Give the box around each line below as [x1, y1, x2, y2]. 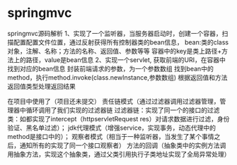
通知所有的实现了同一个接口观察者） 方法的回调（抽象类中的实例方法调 [19, 141, 226, 149]
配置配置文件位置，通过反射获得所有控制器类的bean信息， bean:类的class [13, 37, 229, 47]
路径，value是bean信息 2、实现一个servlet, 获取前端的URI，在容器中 [25, 55, 226, 64]
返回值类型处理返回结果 [7, 82, 76, 90]
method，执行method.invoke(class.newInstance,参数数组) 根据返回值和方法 [7, 73, 228, 82]
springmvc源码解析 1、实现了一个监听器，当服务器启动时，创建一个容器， [7, 29, 222, 37]
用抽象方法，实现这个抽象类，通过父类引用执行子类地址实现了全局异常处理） [7, 149, 231, 158]
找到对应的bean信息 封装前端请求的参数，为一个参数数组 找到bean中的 [7, 64, 214, 73]
